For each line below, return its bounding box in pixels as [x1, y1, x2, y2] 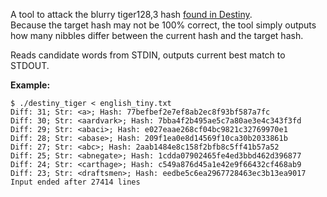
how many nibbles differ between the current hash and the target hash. [10, 30, 304, 41]
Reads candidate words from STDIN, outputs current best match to [10, 49, 286, 61]
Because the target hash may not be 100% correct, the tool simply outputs [10, 19, 317, 31]
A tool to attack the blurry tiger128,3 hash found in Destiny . [10, 9, 253, 20]
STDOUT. [10, 60, 50, 71]
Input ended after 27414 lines [10, 177, 141, 187]
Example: [10, 79, 51, 91]
